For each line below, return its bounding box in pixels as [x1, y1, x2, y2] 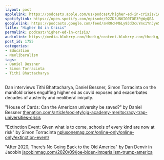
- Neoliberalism [5, 52, 38, 58]
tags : [5, 57, 16, 62]
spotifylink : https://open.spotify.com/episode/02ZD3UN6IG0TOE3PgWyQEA [5, 16, 154, 21]
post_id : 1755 [5, 39, 34, 44]
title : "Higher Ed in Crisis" [5, 25, 67, 30]
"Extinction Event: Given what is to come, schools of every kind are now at [5, 124, 155, 130]
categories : [5, 44, 29, 48]
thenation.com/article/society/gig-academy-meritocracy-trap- [22, 109, 148, 115]
